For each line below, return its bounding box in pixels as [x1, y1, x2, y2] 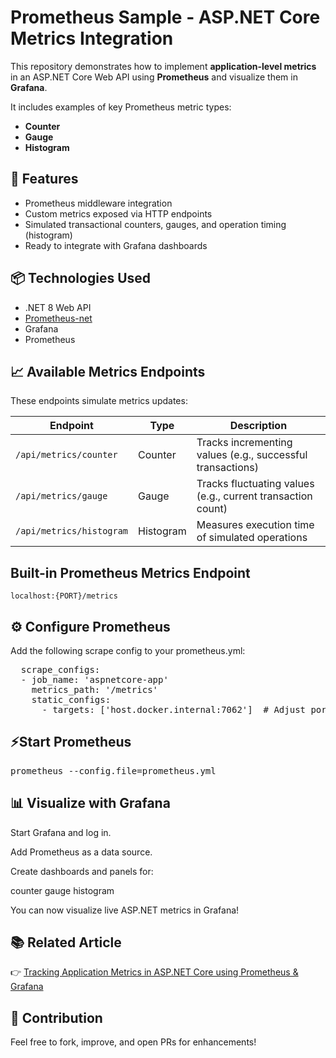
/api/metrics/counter [15, 449, 118, 461]
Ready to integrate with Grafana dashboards [24, 239, 208, 251]
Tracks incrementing [196, 436, 293, 450]
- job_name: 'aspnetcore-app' [20, 674, 169, 685]
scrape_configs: [20, 664, 101, 675]
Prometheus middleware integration [24, 197, 173, 209]
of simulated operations [196, 531, 308, 545]
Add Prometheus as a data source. [10, 846, 153, 858]
